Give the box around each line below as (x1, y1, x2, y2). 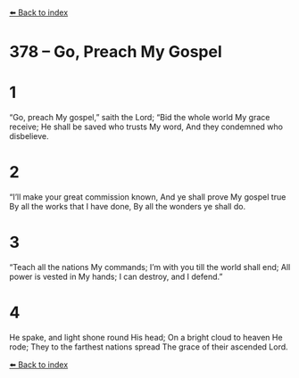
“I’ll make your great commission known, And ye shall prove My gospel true (9, 192, 287, 202)
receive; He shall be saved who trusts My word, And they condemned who (9, 121, 284, 132)
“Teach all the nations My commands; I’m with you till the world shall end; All (9, 262, 291, 272)
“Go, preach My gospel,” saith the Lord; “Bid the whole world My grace (9, 112, 270, 123)
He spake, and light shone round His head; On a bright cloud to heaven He (9, 332, 283, 342)
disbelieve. (9, 131, 49, 142)
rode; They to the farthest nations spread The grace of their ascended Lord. (9, 341, 288, 352)
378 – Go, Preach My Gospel (9, 42, 223, 62)
